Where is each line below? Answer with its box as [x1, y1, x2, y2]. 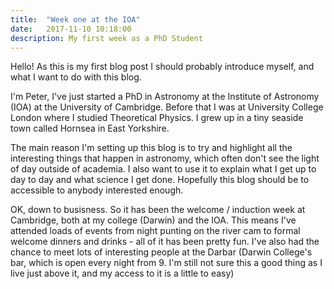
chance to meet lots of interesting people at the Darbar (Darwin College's [10, 246, 313, 258]
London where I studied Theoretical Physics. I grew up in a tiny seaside [10, 112, 304, 124]
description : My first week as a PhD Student [10, 33, 203, 43]
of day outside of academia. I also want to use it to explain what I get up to [10, 163, 317, 175]
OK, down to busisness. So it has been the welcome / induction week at [10, 204, 306, 216]
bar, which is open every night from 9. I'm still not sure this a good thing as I [10, 257, 323, 269]
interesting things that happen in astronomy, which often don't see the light [10, 152, 320, 165]
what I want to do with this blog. [10, 71, 142, 83]
